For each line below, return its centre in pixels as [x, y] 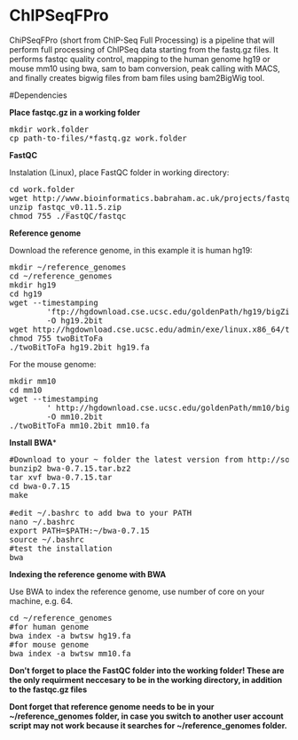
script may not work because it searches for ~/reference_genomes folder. [148, 725]
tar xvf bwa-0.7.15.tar [61, 477]
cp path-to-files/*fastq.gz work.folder [98, 138]
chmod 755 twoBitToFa [56, 338]
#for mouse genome [49, 644]
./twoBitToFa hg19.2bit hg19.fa [79, 347]
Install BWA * [33, 442]
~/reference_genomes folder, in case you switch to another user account [146, 716]
